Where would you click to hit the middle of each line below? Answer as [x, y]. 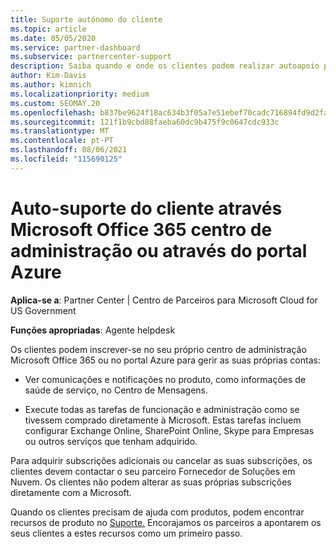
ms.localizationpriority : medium [80, 94]
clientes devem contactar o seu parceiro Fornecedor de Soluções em [153, 471]
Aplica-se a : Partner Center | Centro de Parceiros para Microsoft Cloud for [164, 300]
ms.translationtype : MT [60, 131]
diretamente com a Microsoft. [71, 492]
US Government [43, 310]
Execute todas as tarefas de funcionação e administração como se [162, 409]
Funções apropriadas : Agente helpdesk [93, 330]
